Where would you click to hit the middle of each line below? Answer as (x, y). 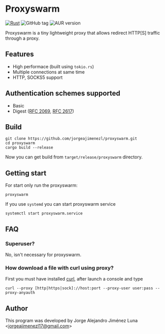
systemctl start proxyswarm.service (44, 214)
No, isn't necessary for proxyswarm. (43, 255)
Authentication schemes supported (63, 93)
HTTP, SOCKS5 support (38, 77)
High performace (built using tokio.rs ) (53, 66)
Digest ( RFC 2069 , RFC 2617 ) (43, 111)
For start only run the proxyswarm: (41, 185)
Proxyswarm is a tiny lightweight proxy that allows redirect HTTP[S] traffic (83, 33)
